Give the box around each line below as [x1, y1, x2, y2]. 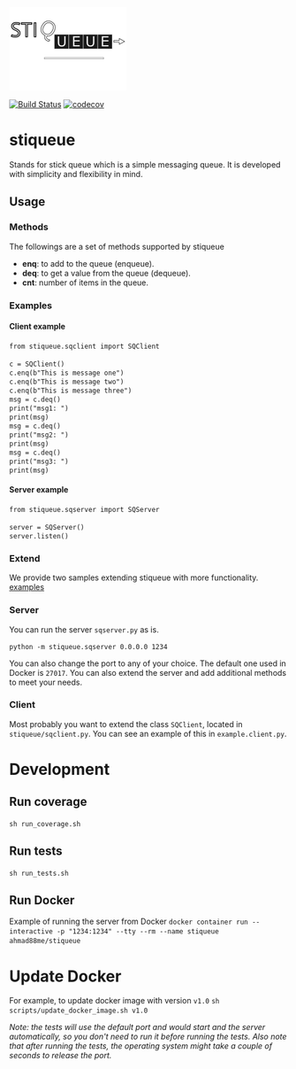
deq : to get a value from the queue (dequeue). [21, 267, 192, 278]
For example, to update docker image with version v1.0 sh [9, 995, 220, 1006]
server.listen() [9, 531, 69, 540]
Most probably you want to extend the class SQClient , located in [9, 718, 243, 729]
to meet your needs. [9, 677, 82, 687]
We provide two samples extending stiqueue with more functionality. [9, 572, 259, 583]
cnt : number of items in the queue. [21, 277, 148, 288]
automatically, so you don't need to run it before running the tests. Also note [9, 1031, 287, 1042]
